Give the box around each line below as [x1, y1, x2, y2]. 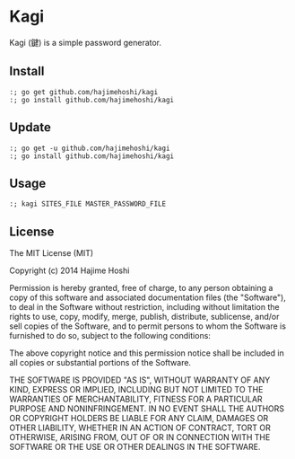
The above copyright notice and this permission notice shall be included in [9, 348, 284, 358]
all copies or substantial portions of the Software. [9, 357, 191, 368]
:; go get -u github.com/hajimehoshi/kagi [9, 144, 170, 153]
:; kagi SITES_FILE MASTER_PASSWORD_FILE [9, 199, 167, 208]
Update [9, 119, 52, 136]
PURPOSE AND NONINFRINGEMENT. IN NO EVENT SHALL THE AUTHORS [9, 403, 285, 414]
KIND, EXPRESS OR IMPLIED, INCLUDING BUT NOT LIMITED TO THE [9, 384, 264, 395]
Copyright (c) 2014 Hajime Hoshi [9, 265, 130, 276]
